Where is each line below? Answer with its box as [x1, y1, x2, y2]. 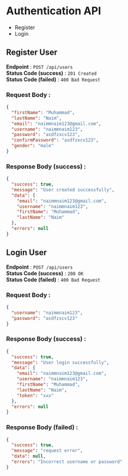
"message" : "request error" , [11, 447, 83, 454]
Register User [6, 48, 58, 58]
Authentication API [6, 4, 101, 18]
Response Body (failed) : [6, 423, 78, 431]
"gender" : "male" [11, 143, 54, 149]
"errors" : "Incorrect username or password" [11, 459, 123, 465]
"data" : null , [11, 453, 46, 459]
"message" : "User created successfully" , [11, 187, 115, 193]
